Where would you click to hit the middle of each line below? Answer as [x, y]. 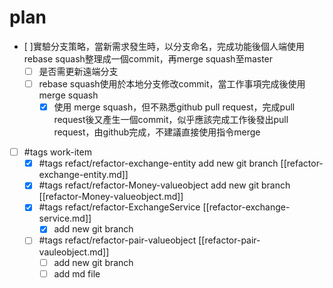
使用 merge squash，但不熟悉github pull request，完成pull [174, 107]
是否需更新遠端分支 [78, 71]
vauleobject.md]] [74, 252]
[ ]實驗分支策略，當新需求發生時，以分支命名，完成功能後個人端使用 [164, 46]
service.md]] [65, 218]
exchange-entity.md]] [83, 175]
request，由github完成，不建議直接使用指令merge [157, 132]
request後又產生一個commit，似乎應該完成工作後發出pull [171, 120]
